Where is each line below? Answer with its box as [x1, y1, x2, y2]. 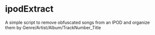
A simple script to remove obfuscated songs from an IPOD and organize [5, 19, 150, 25]
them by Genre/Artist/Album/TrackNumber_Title [5, 24, 101, 30]
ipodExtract [5, 3, 54, 15]
